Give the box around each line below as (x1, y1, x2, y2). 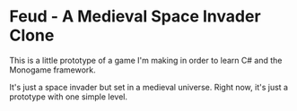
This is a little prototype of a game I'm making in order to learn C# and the (9, 55, 283, 65)
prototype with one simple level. (9, 91, 128, 102)
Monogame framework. (9, 64, 96, 75)
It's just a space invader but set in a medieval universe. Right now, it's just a (9, 81, 289, 92)
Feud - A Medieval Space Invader (9, 6, 262, 27)
